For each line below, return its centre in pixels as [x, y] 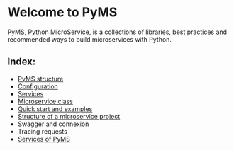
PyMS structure [40, 79]
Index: [22, 62]
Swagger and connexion [53, 124]
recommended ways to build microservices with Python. [90, 39]
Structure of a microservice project [69, 116]
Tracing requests [42, 131]
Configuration [38, 86]
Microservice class [45, 101]
